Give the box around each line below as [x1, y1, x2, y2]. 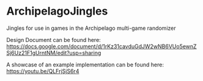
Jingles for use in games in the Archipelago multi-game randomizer [6, 24, 176, 32]
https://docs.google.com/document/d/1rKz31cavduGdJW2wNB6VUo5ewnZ [6, 43, 197, 50]
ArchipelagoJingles [6, 4, 108, 18]
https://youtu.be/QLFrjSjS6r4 [6, 67, 79, 74]
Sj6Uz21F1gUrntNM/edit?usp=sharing [6, 49, 102, 56]
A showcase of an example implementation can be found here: [6, 61, 164, 68]
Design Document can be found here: [6, 36, 101, 43]
